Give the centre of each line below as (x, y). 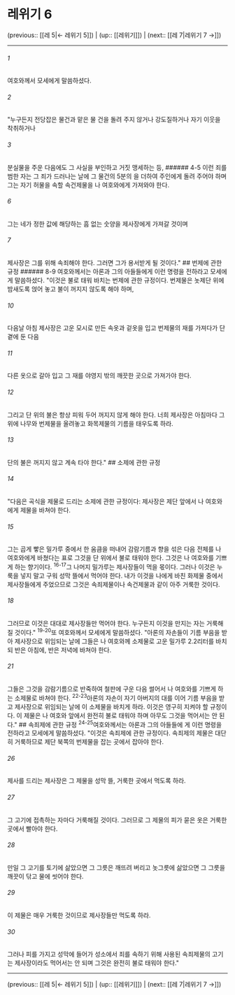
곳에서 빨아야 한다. (33, 829)
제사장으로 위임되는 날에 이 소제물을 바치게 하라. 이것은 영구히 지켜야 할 (111, 706)
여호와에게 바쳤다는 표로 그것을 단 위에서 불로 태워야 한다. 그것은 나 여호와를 (111, 558)
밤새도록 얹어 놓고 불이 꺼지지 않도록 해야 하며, (71, 289)
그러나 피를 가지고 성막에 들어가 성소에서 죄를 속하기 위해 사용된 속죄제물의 (109, 954)
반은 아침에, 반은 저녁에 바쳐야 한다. (63, 650)
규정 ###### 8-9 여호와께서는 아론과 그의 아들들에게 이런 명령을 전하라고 (108, 271)
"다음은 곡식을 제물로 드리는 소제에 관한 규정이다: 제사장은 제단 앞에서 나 (106, 501)
